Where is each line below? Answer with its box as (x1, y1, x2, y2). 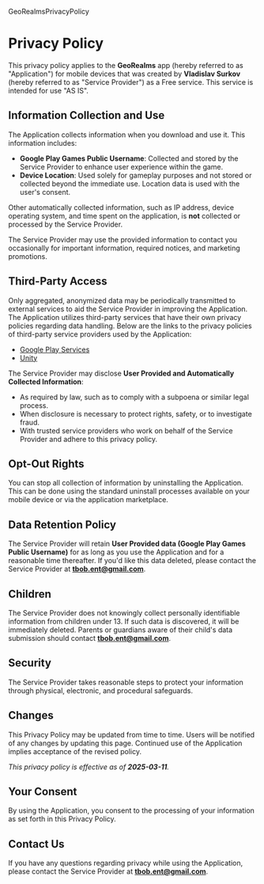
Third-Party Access (8, 275, 108, 288)
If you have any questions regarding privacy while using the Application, (8, 859, 243, 868)
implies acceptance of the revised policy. (8, 746, 142, 756)
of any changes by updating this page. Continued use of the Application (8, 738, 243, 748)
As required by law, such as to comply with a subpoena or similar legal (19, 392, 249, 402)
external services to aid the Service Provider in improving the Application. (8, 304, 248, 314)
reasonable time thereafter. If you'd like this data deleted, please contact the (8, 556, 257, 566)
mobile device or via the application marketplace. (8, 495, 168, 505)
